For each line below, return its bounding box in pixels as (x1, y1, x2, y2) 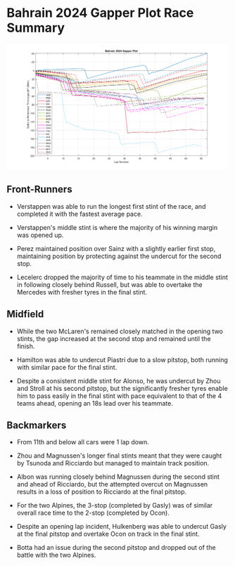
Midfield (6, 308, 44, 321)
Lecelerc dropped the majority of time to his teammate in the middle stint (16, 273, 228, 281)
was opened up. (16, 231, 64, 239)
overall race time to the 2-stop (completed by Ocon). (16, 508, 170, 517)
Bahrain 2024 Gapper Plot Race (6, 5, 194, 21)
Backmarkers (6, 419, 67, 431)
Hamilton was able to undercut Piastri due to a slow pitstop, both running (16, 355, 228, 364)
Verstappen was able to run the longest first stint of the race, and (16, 202, 206, 210)
